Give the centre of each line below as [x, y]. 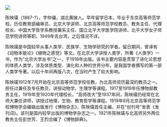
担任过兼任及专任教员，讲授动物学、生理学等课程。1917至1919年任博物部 [79, 88]
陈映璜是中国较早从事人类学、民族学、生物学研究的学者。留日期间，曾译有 [81, 47]
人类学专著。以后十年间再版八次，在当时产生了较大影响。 [64, 71]
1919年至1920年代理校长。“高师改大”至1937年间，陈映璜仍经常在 [88, 95]
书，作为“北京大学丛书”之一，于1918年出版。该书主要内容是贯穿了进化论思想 [83, 59]
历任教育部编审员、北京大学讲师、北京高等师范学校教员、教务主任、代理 [88, 24]
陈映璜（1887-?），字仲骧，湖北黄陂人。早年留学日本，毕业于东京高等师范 [81, 18]
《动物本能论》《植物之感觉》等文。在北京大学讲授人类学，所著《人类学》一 [83, 53]
